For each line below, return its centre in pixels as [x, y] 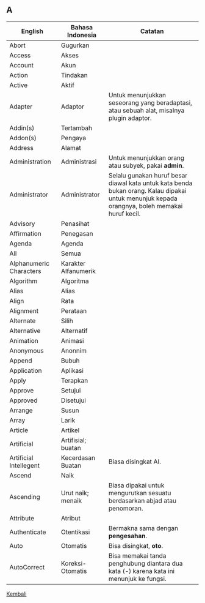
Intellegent [25, 465]
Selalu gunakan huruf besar [148, 175]
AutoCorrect [27, 567]
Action [19, 75]
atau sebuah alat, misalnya [147, 110]
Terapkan [74, 380]
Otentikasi [75, 532]
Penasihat [75, 223]
